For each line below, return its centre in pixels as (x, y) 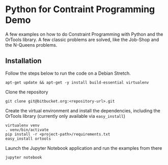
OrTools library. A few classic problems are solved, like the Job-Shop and (82, 40)
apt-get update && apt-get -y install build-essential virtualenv (77, 82)
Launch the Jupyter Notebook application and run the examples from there (84, 148)
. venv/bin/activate (27, 130)
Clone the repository (27, 92)
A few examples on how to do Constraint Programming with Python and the (84, 34)
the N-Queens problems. (31, 45)
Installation (23, 61)
